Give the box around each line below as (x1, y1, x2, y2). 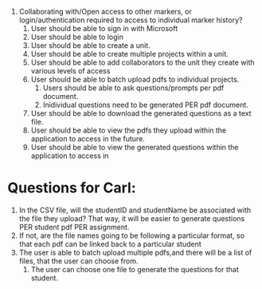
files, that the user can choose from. (18, 255, 139, 266)
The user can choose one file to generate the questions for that (30, 264, 240, 274)
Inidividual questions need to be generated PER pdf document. (42, 100, 248, 109)
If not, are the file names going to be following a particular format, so (18, 231, 244, 240)
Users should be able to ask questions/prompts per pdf (42, 83, 225, 93)
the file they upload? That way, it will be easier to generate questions (18, 213, 245, 223)
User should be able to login (30, 32, 124, 42)
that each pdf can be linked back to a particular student (18, 239, 202, 248)
